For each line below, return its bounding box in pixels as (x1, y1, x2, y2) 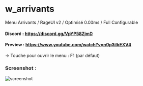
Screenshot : (5, 65, 36, 71)
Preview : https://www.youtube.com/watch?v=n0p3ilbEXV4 (5, 42, 132, 48)
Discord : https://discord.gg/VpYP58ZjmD (5, 31, 93, 36)
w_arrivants (5, 3, 55, 15)
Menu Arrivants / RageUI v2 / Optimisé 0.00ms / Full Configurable (5, 19, 139, 25)
